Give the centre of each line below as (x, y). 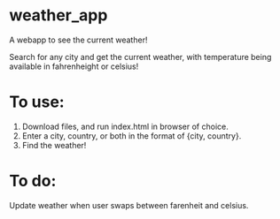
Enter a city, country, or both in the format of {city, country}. (132, 136)
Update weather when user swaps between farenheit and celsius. (129, 205)
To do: (33, 181)
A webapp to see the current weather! (78, 40)
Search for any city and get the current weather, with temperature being (140, 57)
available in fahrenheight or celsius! (74, 66)
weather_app (58, 15)
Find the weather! (54, 145)
